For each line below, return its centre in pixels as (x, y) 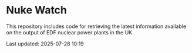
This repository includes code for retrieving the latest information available (96, 26)
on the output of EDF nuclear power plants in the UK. (70, 32)
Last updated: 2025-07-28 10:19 (45, 44)
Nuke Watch (37, 10)
